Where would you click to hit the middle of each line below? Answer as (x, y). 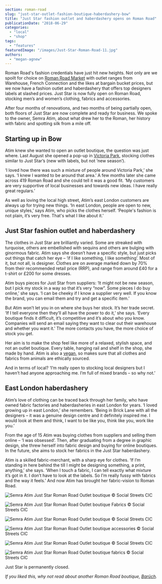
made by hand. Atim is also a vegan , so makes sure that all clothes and (75, 353)
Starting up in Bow (33, 139)
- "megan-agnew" (26, 59)
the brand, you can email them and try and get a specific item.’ (67, 298)
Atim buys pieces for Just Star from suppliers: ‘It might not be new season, (79, 283)
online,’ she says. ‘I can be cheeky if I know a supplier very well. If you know (81, 293)
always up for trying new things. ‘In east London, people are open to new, (78, 205)
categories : (17, 28)
